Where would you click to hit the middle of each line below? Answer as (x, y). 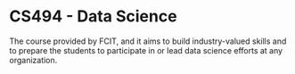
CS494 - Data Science (93, 16)
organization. (33, 60)
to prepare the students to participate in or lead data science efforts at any (146, 50)
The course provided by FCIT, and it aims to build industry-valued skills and (148, 41)
